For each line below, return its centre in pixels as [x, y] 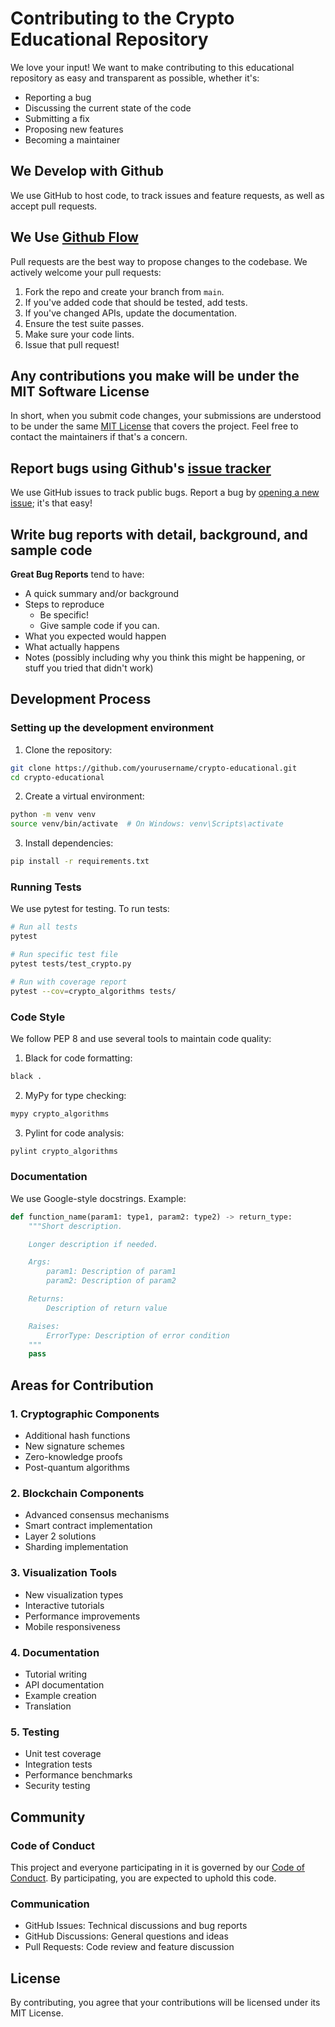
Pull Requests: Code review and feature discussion [129, 1947]
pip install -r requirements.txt [80, 862]
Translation [48, 1706]
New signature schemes [74, 1446]
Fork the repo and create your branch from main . [124, 291]
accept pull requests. [54, 206]
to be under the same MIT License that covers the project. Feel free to [154, 426]
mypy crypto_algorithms [60, 1113]
